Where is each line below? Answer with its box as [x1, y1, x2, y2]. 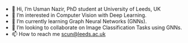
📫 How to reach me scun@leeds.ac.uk [11, 31, 106, 37]
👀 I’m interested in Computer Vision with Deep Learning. [11, 12, 147, 19]
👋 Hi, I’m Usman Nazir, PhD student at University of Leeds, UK [11, 6, 161, 12]
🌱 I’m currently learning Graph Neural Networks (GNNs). [11, 18, 147, 24]
